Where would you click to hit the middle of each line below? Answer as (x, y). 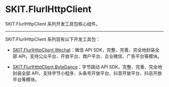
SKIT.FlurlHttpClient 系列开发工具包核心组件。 (53, 24)
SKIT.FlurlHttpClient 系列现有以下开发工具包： (53, 39)
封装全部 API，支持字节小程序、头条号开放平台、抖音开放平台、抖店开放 (87, 73)
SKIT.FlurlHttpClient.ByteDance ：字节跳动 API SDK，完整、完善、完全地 (87, 67)
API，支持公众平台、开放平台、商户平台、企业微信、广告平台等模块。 (90, 56)
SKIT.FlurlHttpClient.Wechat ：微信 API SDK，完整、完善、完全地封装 (84, 50)
